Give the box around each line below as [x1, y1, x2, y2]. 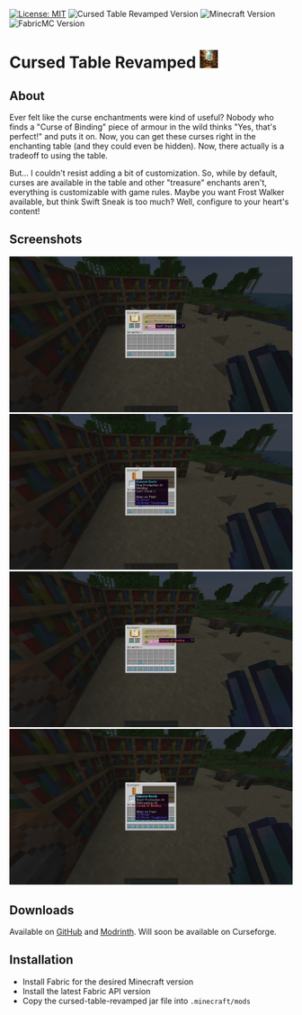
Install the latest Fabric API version [22, 985, 151, 996]
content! [9, 206, 40, 216]
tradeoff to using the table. [9, 150, 108, 161]
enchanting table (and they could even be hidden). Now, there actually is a [9, 140, 285, 151]
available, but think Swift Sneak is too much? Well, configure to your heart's [9, 196, 289, 207]
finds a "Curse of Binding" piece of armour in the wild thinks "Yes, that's [9, 121, 277, 132]
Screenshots [9, 232, 83, 247]
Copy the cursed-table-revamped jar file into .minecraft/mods [22, 995, 252, 1006]
